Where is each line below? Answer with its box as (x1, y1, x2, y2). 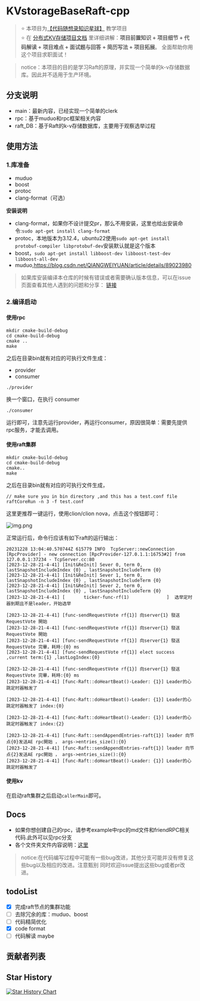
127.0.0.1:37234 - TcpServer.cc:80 (6, 556, 95, 562)
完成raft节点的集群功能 (14, 903, 71, 910)
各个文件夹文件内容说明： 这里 (14, 841, 88, 848)
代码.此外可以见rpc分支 (14, 834, 72, 841)
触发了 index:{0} (23, 703, 64, 709)
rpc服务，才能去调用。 (6, 426, 62, 433)
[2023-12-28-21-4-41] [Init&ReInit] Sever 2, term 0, (6, 583, 143, 589)
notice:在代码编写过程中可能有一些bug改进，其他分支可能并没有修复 (20, 853, 189, 861)
